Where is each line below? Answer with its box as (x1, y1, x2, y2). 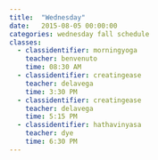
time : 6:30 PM (25, 137, 78, 146)
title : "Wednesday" (9, 12, 87, 22)
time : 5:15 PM (25, 112, 78, 121)
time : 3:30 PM (25, 87, 78, 96)
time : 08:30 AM (25, 63, 82, 72)
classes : (9, 37, 42, 47)
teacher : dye (25, 129, 74, 138)
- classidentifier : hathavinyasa (17, 121, 142, 130)
